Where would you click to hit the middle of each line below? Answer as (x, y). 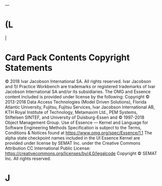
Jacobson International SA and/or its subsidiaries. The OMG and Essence (78, 92)
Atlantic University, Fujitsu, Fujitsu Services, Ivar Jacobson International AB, (80, 107)
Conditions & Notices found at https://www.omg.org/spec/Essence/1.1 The (79, 133)
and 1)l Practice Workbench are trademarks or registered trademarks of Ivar (80, 86)
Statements (29, 68)
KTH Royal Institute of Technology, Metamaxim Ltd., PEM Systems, (71, 112)
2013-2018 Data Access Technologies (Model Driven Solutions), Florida (76, 102)
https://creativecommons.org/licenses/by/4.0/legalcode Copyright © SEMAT (81, 153)
